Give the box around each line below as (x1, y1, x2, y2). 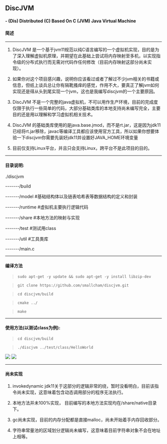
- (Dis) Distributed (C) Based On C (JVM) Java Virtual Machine (5, 17, 136, 24)
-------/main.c (5, 246, 35, 252)
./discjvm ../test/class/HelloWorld (17, 345, 93, 350)
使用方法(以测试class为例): (5, 325, 61, 331)
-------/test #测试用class (5, 225, 56, 231)
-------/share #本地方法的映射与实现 (5, 215, 80, 221)
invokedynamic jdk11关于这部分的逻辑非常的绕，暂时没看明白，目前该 (12, 383, 155, 389)
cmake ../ (17, 300, 38, 305)
